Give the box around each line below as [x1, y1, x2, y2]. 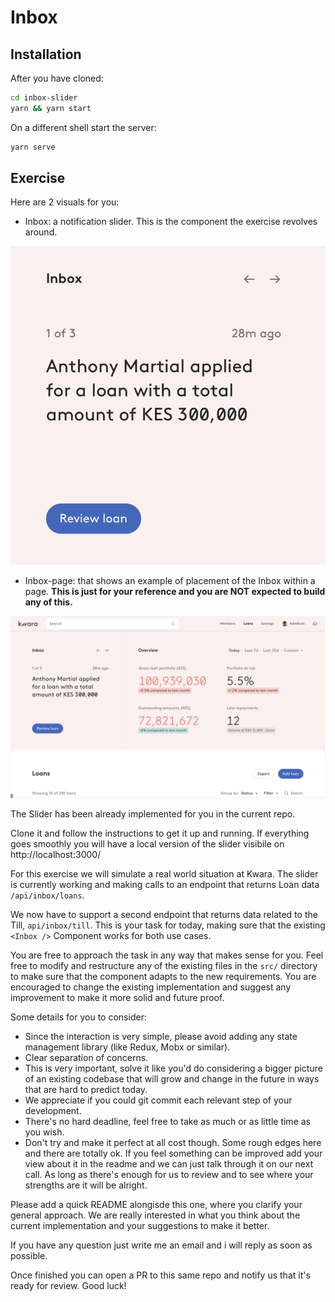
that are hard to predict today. [24, 1083, 148, 1095]
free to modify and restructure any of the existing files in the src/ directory [10, 959, 318, 971]
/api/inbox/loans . [10, 889, 85, 901]
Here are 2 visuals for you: [10, 196, 120, 208]
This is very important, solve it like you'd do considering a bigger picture [24, 1062, 323, 1074]
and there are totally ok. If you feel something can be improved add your [24, 1147, 323, 1159]
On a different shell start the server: [10, 121, 157, 133]
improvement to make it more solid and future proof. [10, 991, 225, 1003]
